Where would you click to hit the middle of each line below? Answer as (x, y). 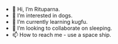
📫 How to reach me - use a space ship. (61, 35)
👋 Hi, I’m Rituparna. (36, 9)
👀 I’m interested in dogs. (42, 15)
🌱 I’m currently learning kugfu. (50, 22)
